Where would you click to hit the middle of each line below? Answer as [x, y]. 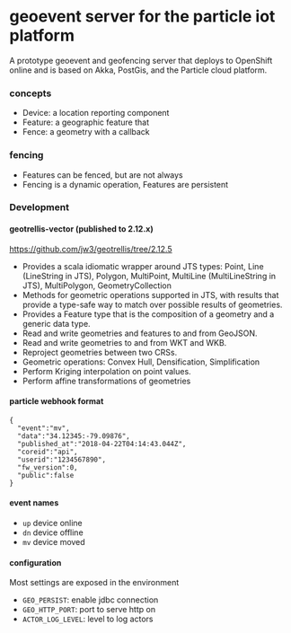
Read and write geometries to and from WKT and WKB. [124, 342]
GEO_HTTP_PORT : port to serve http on [88, 610]
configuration [35, 562]
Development [40, 207]
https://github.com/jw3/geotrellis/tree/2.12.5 [91, 249]
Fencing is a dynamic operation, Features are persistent [125, 184]
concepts [31, 93]
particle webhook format [57, 401]
